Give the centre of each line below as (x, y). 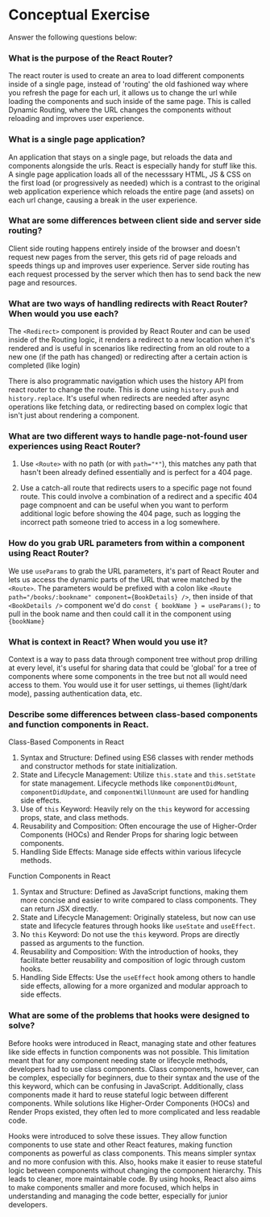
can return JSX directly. (59, 909)
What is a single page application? (77, 140)
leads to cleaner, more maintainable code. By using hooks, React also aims (132, 1178)
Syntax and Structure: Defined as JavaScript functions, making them (134, 892)
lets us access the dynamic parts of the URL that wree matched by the (125, 579)
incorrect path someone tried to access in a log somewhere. (120, 523)
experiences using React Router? (75, 447)
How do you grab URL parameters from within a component (127, 544)
